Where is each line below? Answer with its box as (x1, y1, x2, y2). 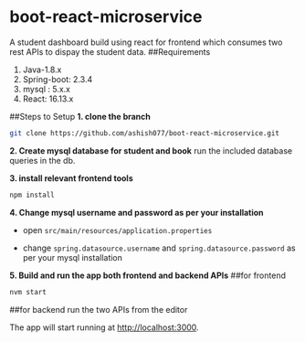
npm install (9, 190, 55, 199)
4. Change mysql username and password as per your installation (9, 207, 264, 218)
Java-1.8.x (22, 64, 62, 75)
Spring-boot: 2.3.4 (22, 73, 93, 84)
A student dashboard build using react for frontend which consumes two (9, 37, 283, 48)
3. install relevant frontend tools (9, 172, 134, 184)
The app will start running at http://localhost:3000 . (9, 322, 199, 333)
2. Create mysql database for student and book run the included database (9, 144, 293, 156)
